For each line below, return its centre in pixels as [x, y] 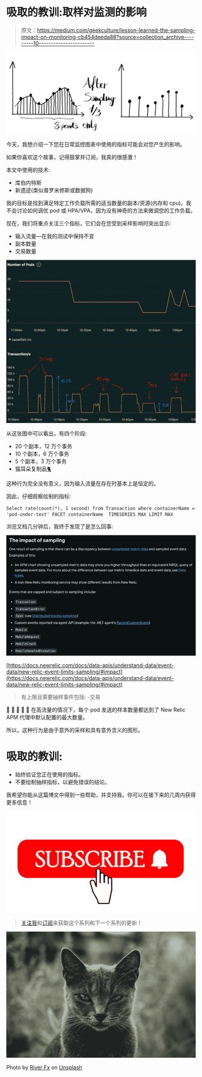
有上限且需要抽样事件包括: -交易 [61, 697]
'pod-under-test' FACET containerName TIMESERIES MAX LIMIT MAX [90, 514]
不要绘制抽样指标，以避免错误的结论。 [62, 782]
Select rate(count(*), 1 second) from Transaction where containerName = [101, 508]
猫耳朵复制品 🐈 [33, 469]
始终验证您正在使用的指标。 [49, 774]
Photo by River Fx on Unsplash [44, 1067]
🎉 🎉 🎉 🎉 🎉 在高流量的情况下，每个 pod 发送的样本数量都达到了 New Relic [96, 710]
